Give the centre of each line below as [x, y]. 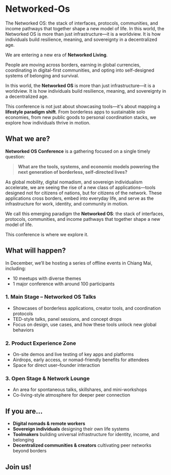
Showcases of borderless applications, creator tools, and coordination [87, 308]
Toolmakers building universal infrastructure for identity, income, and [86, 435]
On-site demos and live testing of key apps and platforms [73, 355]
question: [15, 156]
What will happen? [36, 251]
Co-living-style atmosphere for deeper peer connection [71, 395]
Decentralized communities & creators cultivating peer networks [82, 445]
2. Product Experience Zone [41, 343]
